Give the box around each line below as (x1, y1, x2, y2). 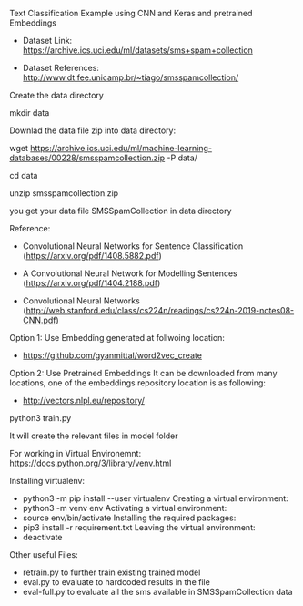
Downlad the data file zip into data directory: (9, 125, 176, 136)
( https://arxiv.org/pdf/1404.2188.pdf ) (22, 278, 161, 288)
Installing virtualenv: (9, 476, 85, 486)
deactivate (22, 532, 63, 542)
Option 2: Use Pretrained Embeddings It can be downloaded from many (9, 368, 278, 378)
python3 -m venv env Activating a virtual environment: (22, 503, 227, 513)
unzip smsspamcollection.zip (9, 188, 119, 199)
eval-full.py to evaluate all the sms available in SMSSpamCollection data (22, 587, 293, 597)
